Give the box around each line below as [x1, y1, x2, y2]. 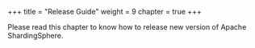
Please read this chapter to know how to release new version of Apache [7, 22, 247, 31]
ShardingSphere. [7, 31, 64, 40]
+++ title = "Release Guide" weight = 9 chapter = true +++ [7, 7, 203, 16]
